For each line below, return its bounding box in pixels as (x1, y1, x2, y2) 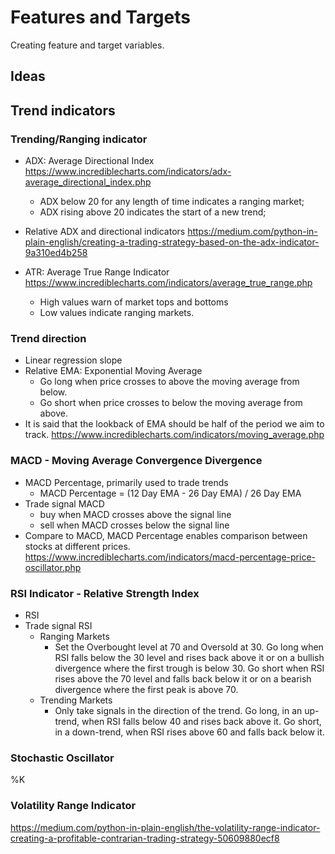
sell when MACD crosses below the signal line (39, 519, 230, 531)
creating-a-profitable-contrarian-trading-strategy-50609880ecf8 (10, 832, 280, 844)
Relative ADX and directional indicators (24, 226, 186, 238)
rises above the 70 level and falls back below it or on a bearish (54, 672, 312, 685)
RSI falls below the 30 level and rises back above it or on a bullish (54, 651, 325, 663)
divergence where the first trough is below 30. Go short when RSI (54, 662, 325, 674)
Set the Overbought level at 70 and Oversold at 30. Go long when (54, 641, 324, 653)
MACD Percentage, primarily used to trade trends (24, 476, 229, 488)
